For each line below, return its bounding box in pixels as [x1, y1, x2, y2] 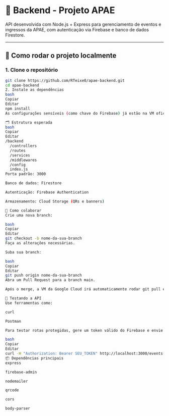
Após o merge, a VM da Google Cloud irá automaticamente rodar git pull [5, 287, 161, 292]
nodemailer [5, 379, 28, 384]
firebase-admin [5, 370, 37, 375]
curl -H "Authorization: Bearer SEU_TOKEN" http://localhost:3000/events [5, 351, 163, 356]
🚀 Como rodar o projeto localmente [5, 51, 117, 60]
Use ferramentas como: [5, 300, 53, 305]
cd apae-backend [5, 83, 39, 88]
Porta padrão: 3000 [5, 172, 46, 177]
